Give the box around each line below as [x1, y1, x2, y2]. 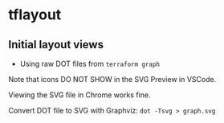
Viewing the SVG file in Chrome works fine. [8, 90, 151, 100]
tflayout [8, 6, 62, 24]
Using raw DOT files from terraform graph [19, 59, 161, 68]
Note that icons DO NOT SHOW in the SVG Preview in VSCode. [8, 75, 217, 84]
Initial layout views [8, 38, 104, 51]
